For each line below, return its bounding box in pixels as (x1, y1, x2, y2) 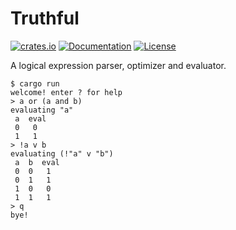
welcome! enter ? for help (10, 87, 123, 97)
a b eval (14, 157, 60, 167)
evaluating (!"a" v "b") (10, 148, 114, 159)
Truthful (10, 7, 80, 30)
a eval (14, 113, 47, 124)
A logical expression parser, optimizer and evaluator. (10, 59, 227, 71)
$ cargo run (10, 78, 60, 89)
